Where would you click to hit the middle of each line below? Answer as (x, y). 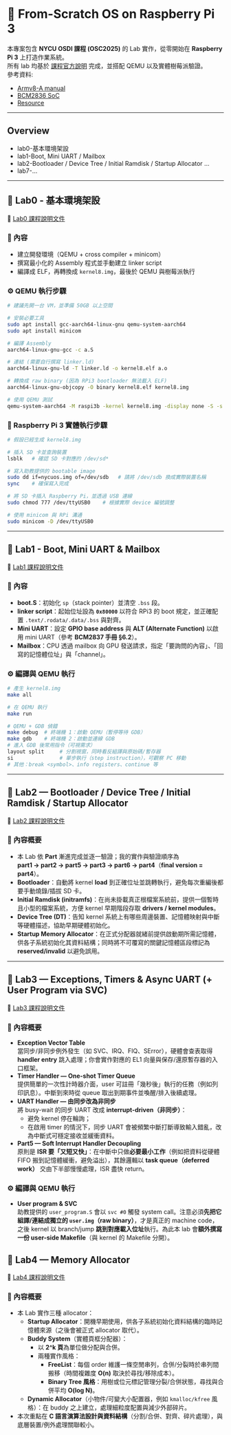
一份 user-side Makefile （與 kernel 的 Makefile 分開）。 (95, 1237)
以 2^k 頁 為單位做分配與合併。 (80, 1348)
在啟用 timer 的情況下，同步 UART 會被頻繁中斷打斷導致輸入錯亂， (121, 1127)
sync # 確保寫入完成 (38, 484)
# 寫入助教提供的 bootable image (51, 471)
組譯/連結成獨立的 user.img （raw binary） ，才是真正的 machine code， (118, 1220)
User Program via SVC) (57, 990)
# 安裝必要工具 (26, 318)
